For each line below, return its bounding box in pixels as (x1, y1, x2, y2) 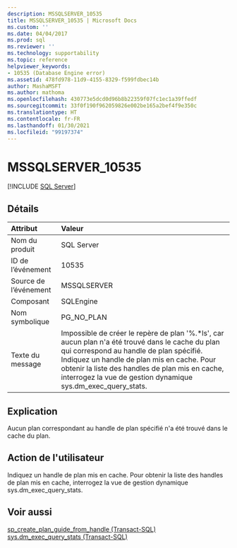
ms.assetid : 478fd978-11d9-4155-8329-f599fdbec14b (7, 76, 159, 83)
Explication (7, 405, 58, 417)
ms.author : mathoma (7, 89, 65, 96)
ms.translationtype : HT (7, 109, 78, 116)
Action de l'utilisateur (7, 452, 104, 464)
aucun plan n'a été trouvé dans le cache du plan (61, 337, 220, 347)
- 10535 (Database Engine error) (7, 69, 106, 76)
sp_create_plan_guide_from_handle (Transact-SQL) (7, 525, 157, 533)
